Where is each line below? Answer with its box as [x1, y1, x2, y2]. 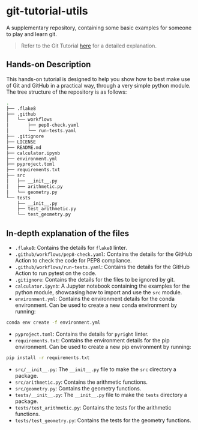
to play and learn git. [6, 30, 57, 37]
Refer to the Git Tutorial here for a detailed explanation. [20, 42, 157, 49]
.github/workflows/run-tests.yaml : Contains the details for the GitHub [14, 263, 190, 270]
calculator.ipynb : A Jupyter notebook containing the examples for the [14, 282, 190, 289]
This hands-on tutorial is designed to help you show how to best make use [6, 75, 191, 82]
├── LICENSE [6, 139, 36, 145]
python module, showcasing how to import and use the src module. [14, 288, 182, 295]
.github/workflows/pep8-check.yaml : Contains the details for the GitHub [14, 250, 193, 258]
